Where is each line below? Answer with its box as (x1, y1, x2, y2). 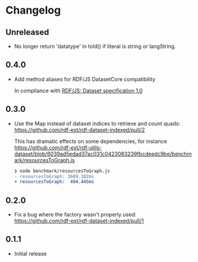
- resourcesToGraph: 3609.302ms (14, 173, 94, 179)
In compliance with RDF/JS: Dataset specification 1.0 (14, 87, 143, 94)
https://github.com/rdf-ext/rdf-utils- (14, 144, 102, 151)
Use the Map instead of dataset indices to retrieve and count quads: (14, 119, 181, 127)
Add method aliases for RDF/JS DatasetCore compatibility (14, 75, 155, 83)
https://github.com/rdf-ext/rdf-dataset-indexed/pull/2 (14, 126, 145, 133)
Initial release (14, 250, 47, 257)
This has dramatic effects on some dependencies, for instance (14, 137, 167, 145)
